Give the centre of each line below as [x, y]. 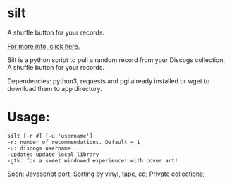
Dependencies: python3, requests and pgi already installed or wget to [109, 81]
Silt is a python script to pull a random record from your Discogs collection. [116, 60]
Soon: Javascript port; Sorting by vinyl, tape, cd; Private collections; [106, 174]
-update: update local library [53, 154]
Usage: [29, 117]
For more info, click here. [43, 46]
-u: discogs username [39, 148]
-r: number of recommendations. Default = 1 [74, 142]
